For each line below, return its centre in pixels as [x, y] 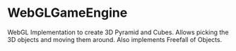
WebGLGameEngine [67, 13]
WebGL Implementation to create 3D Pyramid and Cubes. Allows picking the [118, 32]
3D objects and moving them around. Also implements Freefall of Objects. [115, 39]
